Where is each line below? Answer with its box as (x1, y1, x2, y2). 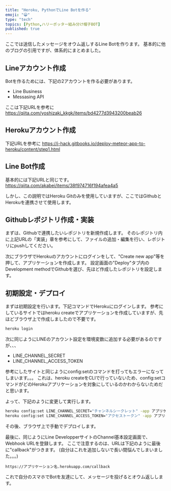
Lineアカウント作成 (5, 64, 66, 72)
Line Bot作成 (5, 162, 45, 171)
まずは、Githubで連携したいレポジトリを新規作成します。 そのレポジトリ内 (5, 230, 163, 236)
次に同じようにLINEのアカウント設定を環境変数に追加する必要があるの (5, 336, 154, 342)
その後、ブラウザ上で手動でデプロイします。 (5, 423, 99, 429)
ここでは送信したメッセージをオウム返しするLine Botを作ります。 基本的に (5, 41, 161, 47)
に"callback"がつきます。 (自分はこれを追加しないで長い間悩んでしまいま (5, 446, 159, 453)
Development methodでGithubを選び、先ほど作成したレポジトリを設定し (5, 266, 158, 272)
